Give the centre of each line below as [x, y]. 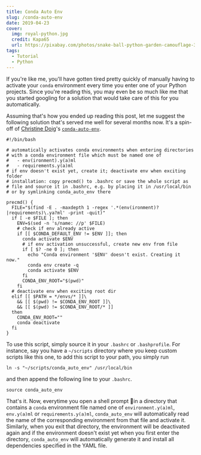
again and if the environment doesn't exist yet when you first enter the [93, 433]
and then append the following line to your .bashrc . [69, 379]
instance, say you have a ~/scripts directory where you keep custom [92, 350]
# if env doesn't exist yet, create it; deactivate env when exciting [96, 171]
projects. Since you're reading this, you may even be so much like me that [97, 91]
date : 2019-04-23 [28, 23]
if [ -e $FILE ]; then [40, 218]
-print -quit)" [87, 213]
